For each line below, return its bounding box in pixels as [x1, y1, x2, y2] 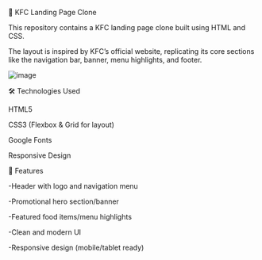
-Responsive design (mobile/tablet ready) [8, 243, 144, 252]
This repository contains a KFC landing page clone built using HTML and [8, 23, 246, 32]
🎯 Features [8, 166, 44, 175]
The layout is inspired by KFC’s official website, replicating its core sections [8, 47, 255, 55]
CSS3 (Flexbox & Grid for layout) [8, 120, 115, 129]
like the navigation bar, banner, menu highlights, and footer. [8, 55, 202, 64]
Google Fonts [8, 136, 52, 144]
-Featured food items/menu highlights [8, 212, 133, 221]
